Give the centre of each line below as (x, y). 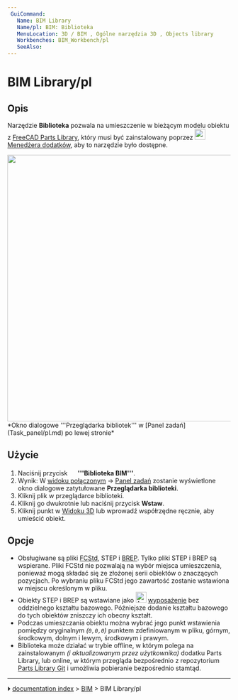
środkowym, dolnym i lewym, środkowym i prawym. (93, 637)
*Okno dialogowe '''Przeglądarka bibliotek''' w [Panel (86, 425)
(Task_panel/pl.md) (35, 433)
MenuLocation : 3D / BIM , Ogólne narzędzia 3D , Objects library (115, 34)
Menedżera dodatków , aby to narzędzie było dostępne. (88, 145)
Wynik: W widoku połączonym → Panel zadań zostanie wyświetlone (117, 480)
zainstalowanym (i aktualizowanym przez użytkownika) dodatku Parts (119, 653)
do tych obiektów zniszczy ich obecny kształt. (85, 615)
